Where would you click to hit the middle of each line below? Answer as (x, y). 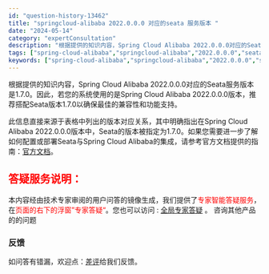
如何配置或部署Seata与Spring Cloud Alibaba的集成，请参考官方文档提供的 (130, 141)
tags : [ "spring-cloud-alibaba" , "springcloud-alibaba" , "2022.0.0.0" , (125, 53)
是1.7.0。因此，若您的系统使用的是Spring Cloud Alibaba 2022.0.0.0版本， (129, 94)
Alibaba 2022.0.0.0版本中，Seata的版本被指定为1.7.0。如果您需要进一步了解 (133, 131)
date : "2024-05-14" (41, 30)
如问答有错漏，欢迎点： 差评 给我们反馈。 (75, 261)
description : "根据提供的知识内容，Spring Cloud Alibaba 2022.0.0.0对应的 (128, 46)
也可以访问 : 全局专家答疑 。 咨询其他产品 (188, 210)
